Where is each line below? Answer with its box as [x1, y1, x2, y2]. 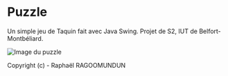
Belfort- [198, 27, 222, 35]
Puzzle [7, 4, 47, 20]
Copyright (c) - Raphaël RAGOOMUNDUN [7, 61, 126, 69]
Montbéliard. [7, 34, 44, 42]
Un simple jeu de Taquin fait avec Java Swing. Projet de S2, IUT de [7, 27, 198, 35]
